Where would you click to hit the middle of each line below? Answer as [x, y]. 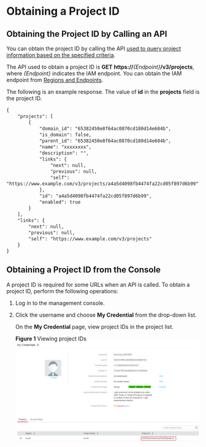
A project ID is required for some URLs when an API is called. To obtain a [98, 284]
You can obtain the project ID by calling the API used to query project [94, 48]
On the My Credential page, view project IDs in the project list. [94, 326]
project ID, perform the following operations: [62, 291]
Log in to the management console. [60, 303]
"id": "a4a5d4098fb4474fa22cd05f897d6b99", [95, 196]
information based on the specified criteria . [61, 55]
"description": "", [64, 153]
